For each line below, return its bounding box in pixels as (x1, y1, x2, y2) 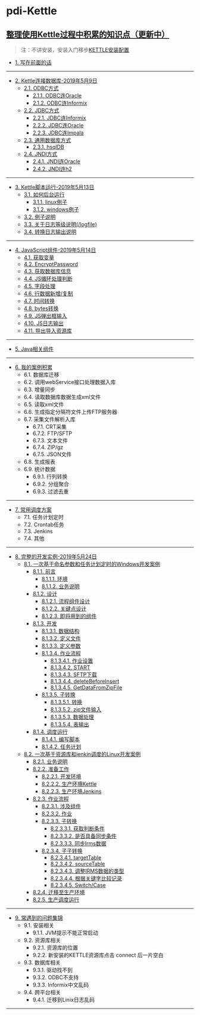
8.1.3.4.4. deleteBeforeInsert (50, 677, 120, 685)
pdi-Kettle (6, 4, 58, 18)
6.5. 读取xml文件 (23, 401, 64, 408)
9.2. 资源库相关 (23, 936, 61, 944)
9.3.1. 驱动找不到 (32, 966, 73, 973)
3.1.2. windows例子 (32, 206, 79, 213)
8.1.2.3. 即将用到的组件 (41, 613, 97, 620)
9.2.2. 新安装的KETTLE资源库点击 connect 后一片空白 (32, 951, 164, 958)
